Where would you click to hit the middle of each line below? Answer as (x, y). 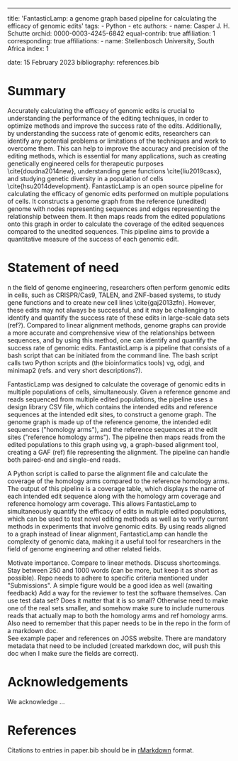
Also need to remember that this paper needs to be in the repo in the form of (119, 623)
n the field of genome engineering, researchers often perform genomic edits (119, 287)
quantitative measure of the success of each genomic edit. (93, 239)
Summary (36, 91)
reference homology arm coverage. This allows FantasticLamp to (102, 503)
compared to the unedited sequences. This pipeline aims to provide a (108, 231)
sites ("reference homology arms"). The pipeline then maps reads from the (116, 437)
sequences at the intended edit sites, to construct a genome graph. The (112, 414)
